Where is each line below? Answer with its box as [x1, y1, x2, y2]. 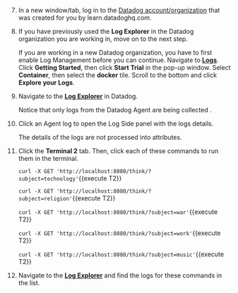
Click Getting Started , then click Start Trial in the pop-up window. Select [18, 64, 231, 71]
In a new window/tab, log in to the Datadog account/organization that [18, 6, 220, 14]
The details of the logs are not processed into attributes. [18, 133, 182, 141]
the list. [18, 279, 40, 287]
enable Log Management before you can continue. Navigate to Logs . [18, 56, 219, 64]
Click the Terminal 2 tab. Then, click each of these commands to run [18, 147, 219, 155]
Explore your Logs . [18, 78, 75, 87]
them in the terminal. [18, 155, 78, 162]
